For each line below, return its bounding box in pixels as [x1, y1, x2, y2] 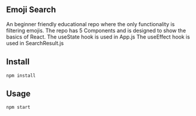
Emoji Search [6, 5, 57, 15]
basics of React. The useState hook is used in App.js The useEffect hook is [6, 33, 191, 40]
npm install [6, 73, 36, 79]
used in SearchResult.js [6, 39, 64, 46]
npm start [6, 104, 31, 111]
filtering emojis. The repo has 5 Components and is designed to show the [6, 27, 186, 34]
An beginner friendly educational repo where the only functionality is [6, 20, 175, 27]
